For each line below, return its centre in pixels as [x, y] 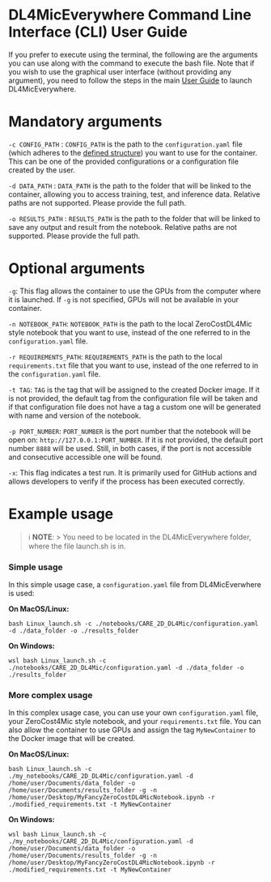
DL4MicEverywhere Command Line [130, 15]
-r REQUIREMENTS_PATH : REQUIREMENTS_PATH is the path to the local [115, 356]
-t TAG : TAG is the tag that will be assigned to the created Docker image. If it [134, 390]
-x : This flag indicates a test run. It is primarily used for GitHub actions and [133, 472]
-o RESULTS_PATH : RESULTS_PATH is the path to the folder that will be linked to [134, 218]
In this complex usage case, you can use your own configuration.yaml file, [133, 713]
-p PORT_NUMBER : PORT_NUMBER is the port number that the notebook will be [130, 431]
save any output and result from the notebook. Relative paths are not [123, 227]
